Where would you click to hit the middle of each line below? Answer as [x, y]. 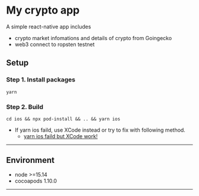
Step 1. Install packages [41, 80]
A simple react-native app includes [49, 27]
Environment [31, 160]
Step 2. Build [25, 107]
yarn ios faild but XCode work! [60, 136]
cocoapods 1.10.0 [36, 181]
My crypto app [43, 10]
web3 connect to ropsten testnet [54, 44]
